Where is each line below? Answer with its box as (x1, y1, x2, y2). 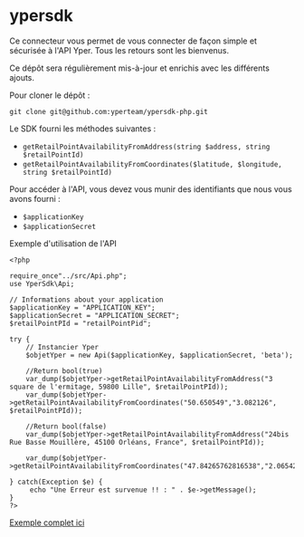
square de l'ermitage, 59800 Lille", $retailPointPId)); (9, 382, 229, 391)
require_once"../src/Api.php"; (9, 271, 128, 281)
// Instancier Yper (25, 342, 100, 351)
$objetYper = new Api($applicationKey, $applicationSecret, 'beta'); (25, 350, 294, 360)
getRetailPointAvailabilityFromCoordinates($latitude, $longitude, (22, 159, 282, 168)
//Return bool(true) (25, 366, 103, 376)
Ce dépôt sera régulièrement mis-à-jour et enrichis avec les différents (9, 62, 270, 73)
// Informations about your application (9, 295, 165, 304)
